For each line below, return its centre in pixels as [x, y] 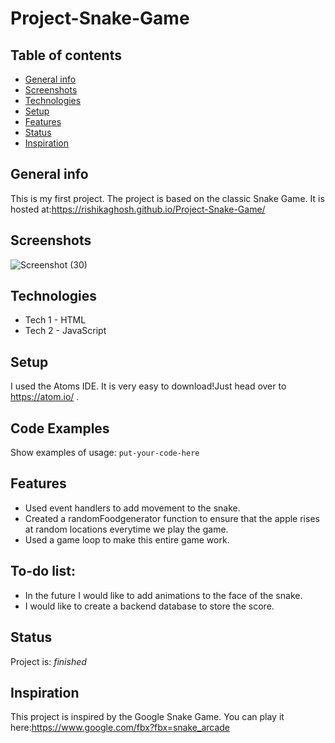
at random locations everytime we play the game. [126, 529]
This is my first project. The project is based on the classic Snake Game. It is [167, 198]
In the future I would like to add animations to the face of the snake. [163, 595]
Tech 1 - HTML [55, 320]
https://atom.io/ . [45, 397]
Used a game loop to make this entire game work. [127, 539]
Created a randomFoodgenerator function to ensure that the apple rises [172, 518]
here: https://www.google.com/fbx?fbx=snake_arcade [120, 728]
